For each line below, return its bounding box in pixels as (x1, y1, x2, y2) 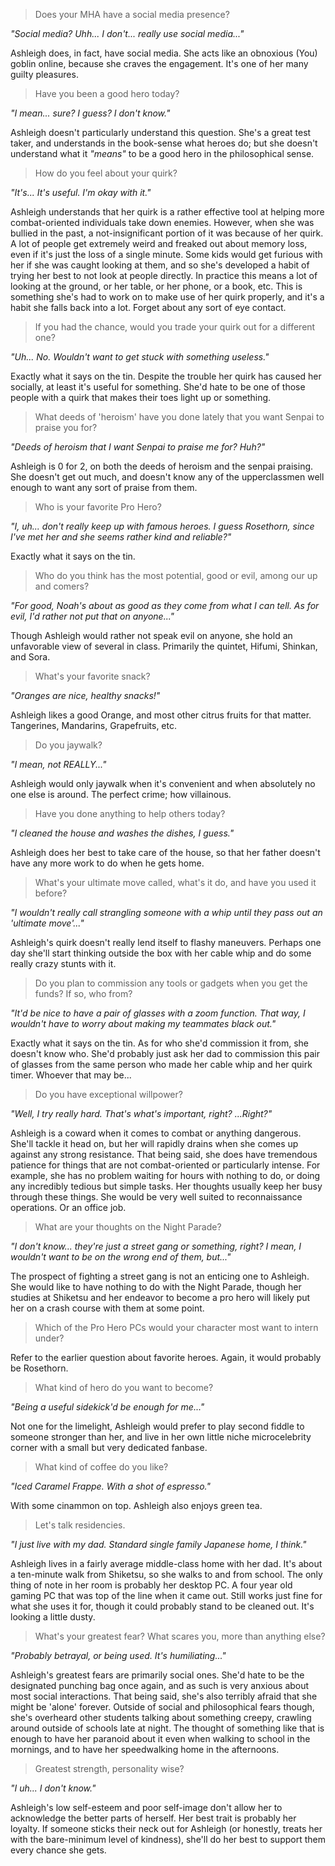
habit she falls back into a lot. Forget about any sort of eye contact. (10, 302, 287, 313)
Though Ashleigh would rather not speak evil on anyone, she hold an (10, 630, 293, 641)
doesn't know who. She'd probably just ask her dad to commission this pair (10, 1048, 320, 1059)
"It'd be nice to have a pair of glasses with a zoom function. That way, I (10, 1007, 306, 1019)
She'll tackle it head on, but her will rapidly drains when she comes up (10, 1138, 299, 1149)
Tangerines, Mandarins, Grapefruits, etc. (10, 720, 177, 731)
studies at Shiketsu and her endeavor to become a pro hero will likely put (10, 1292, 311, 1303)
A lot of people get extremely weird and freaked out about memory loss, (10, 238, 308, 249)
